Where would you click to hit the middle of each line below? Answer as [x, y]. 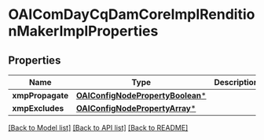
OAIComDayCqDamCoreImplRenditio [132, 15]
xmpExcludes [38, 108]
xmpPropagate [40, 96]
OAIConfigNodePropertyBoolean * [141, 96]
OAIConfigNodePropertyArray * [136, 108]
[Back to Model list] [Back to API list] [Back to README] [98, 128]
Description [236, 82]
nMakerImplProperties [83, 31]
